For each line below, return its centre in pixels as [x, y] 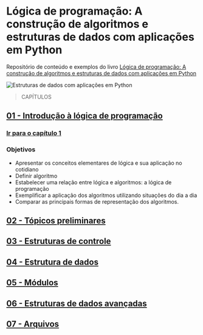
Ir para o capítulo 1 [34, 133]
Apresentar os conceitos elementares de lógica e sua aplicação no [98, 163]
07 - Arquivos [33, 324]
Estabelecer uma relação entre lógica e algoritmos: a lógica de [93, 182]
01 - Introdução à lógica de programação [84, 116]
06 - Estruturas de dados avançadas [77, 303]
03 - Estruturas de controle [59, 241]
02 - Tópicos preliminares [56, 220]
